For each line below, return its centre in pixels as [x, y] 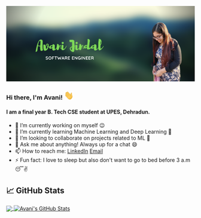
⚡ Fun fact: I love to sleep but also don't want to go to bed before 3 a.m [102, 160]
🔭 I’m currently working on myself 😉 [60, 125]
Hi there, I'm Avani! [34, 97]
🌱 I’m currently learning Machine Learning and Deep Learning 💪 [93, 131]
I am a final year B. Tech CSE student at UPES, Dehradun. [78, 112]
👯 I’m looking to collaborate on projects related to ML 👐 [83, 138]
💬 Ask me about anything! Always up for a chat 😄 [76, 144]
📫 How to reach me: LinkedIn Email [59, 151]
